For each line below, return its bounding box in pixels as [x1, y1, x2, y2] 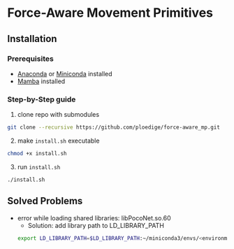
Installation [7, 33, 57, 45]
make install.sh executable [17, 136, 100, 145]
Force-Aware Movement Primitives [7, 5, 213, 21]
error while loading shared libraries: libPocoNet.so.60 [17, 213, 171, 222]
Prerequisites [7, 54, 54, 64]
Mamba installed [17, 77, 66, 85]
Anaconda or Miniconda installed [17, 69, 113, 78]
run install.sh [17, 162, 61, 171]
